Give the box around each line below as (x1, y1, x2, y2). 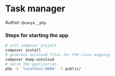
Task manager (5, 3, 66, 14)
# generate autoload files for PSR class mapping (5, 52, 111, 57)
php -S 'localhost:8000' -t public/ (5, 66, 81, 71)
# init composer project (5, 43, 57, 48)
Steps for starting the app (5, 32, 69, 39)
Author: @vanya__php (5, 19, 46, 25)
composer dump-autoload (5, 57, 55, 62)
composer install (5, 48, 41, 53)
